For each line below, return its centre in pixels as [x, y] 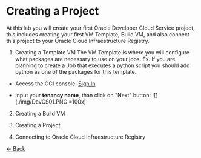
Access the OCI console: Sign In [55, 84]
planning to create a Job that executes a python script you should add [102, 65]
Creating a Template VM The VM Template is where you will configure [102, 52]
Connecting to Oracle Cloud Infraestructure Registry [80, 137]
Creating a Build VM [40, 113]
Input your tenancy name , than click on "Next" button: [83, 95]
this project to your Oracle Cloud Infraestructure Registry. [78, 41]
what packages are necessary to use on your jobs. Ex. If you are [95, 59]
